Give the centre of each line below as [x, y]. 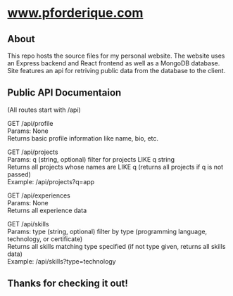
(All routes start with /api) [44, 110]
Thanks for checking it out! [68, 284]
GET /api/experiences [39, 195]
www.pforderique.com [75, 13]
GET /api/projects [33, 152]
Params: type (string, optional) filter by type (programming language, [107, 231]
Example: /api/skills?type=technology [62, 261]
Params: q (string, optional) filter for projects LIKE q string [91, 159]
